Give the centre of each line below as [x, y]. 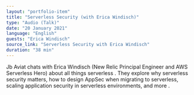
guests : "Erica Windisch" [38, 39]
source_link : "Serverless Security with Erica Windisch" [78, 45]
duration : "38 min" [30, 50]
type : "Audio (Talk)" [33, 22]
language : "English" [32, 34]
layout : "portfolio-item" [38, 12]
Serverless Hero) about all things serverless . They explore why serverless [97, 73]
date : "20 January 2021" [37, 28]
